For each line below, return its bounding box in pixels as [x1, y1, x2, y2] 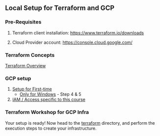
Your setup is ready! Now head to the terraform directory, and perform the [5, 120, 155, 126]
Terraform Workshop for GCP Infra [5, 109, 89, 116]
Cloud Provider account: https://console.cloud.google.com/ [12, 39, 133, 45]
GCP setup [5, 75, 31, 82]
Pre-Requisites [5, 19, 42, 26]
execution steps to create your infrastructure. [5, 125, 97, 131]
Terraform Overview [5, 62, 46, 68]
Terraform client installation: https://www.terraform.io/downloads [12, 29, 144, 36]
